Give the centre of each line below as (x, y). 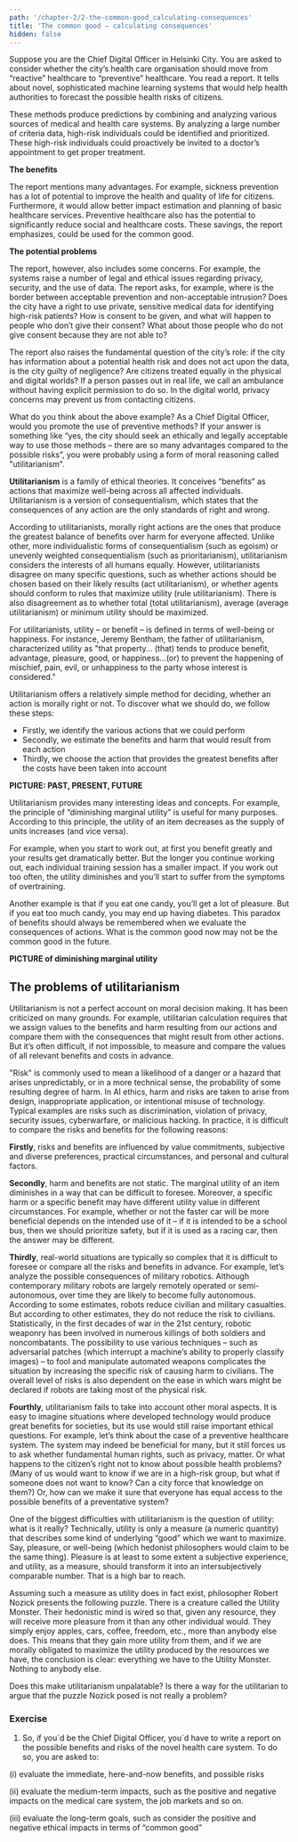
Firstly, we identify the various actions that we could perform (133, 731)
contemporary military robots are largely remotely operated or (123, 1286)
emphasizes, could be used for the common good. (101, 234)
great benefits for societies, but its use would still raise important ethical (141, 1426)
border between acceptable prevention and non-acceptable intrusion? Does (149, 297)
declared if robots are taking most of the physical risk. (108, 1390)
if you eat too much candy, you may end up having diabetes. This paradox (145, 913)
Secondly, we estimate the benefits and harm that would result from (146, 740)
